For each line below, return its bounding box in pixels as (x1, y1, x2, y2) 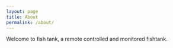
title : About (6, 14, 39, 20)
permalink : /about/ (6, 19, 55, 25)
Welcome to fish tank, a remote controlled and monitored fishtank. (6, 36, 168, 43)
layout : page (6, 8, 39, 15)
